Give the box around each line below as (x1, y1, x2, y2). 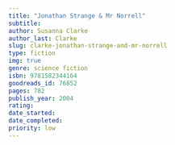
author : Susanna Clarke (8, 27, 89, 35)
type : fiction (8, 49, 56, 57)
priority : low (8, 124, 56, 132)
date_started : (8, 110, 56, 118)
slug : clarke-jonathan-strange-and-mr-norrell (8, 42, 168, 50)
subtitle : (8, 19, 42, 27)
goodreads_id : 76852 (8, 79, 78, 87)
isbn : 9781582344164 (8, 72, 78, 80)
